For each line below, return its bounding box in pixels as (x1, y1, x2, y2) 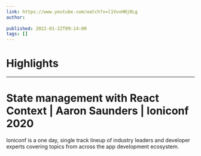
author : (6, 14, 26, 20)
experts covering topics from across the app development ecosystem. (6, 143, 179, 150)
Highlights (6, 57, 59, 71)
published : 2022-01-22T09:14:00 (6, 25, 87, 32)
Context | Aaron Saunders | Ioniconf (6, 104, 189, 118)
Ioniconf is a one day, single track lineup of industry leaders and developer (6, 137, 190, 143)
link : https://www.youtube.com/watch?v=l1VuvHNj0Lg (6, 8, 138, 15)
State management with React (6, 91, 160, 105)
